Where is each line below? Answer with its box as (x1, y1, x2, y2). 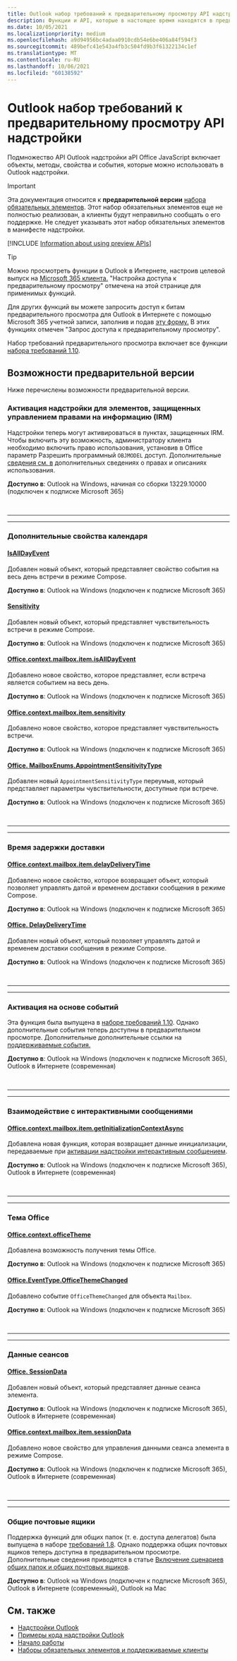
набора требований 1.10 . (7, 347, 80, 355)
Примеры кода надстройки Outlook (17, 1631, 125, 1639)
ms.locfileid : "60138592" (7, 69, 83, 76)
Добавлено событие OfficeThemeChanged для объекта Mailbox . (7, 1292, 192, 1300)
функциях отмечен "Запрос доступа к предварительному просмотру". (7, 326, 221, 334)
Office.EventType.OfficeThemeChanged (7, 1275, 128, 1284)
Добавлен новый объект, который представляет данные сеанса (7, 1383, 201, 1391)
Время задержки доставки (7, 843, 105, 852)
